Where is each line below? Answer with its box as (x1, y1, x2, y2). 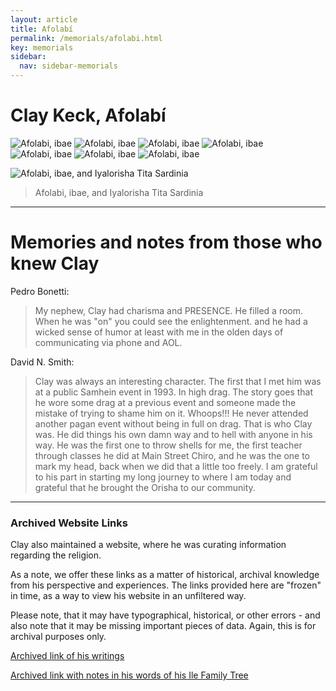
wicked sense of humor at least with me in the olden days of (34, 326, 284, 338)
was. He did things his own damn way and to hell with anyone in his (34, 428, 313, 440)
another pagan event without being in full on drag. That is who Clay (34, 417, 313, 430)
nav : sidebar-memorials (19, 61, 118, 71)
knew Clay (10, 252, 100, 275)
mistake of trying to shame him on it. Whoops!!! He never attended (34, 407, 309, 419)
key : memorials (10, 42, 74, 53)
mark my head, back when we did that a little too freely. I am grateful (34, 460, 318, 472)
